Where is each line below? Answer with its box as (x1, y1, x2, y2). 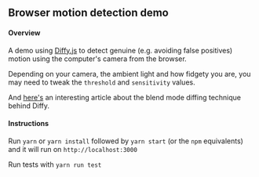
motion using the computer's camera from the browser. (8, 54, 187, 63)
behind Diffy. (8, 101, 49, 110)
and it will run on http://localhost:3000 (8, 144, 137, 154)
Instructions (8, 119, 49, 128)
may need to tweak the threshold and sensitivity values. (8, 78, 195, 87)
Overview (8, 27, 41, 38)
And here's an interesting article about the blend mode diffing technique (8, 92, 242, 102)
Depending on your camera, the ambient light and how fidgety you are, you (8, 69, 251, 78)
